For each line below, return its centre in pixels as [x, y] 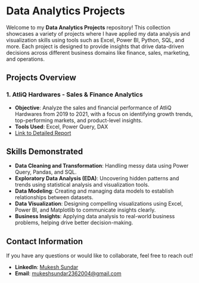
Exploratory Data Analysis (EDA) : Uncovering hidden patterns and [97, 178]
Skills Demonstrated [45, 152]
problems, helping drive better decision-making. [74, 223]
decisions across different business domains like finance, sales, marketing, [98, 52]
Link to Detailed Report [43, 133]
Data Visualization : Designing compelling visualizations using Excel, [99, 204]
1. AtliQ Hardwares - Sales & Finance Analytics [74, 95]
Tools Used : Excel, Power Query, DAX [61, 127]
